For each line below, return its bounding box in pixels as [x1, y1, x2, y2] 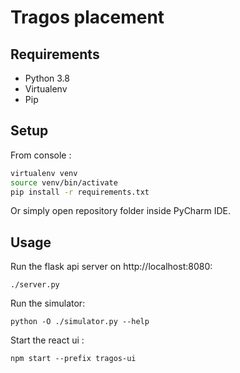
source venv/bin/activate [10, 177, 118, 188]
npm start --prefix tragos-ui [10, 354, 137, 364]
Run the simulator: [10, 297, 86, 310]
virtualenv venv [10, 168, 78, 178]
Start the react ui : [10, 334, 85, 346]
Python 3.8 [24, 72, 70, 84]
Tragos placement [10, 6, 165, 29]
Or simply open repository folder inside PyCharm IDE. [10, 205, 232, 217]
